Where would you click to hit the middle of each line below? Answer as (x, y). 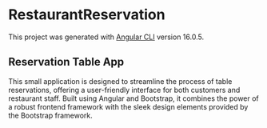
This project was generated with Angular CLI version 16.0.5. (106, 37)
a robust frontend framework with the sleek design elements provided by (128, 106)
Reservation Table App (66, 62)
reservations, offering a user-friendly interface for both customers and (124, 90)
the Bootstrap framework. (51, 115)
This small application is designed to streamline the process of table (120, 81)
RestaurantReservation (87, 15)
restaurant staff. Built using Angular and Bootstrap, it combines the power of (134, 98)
